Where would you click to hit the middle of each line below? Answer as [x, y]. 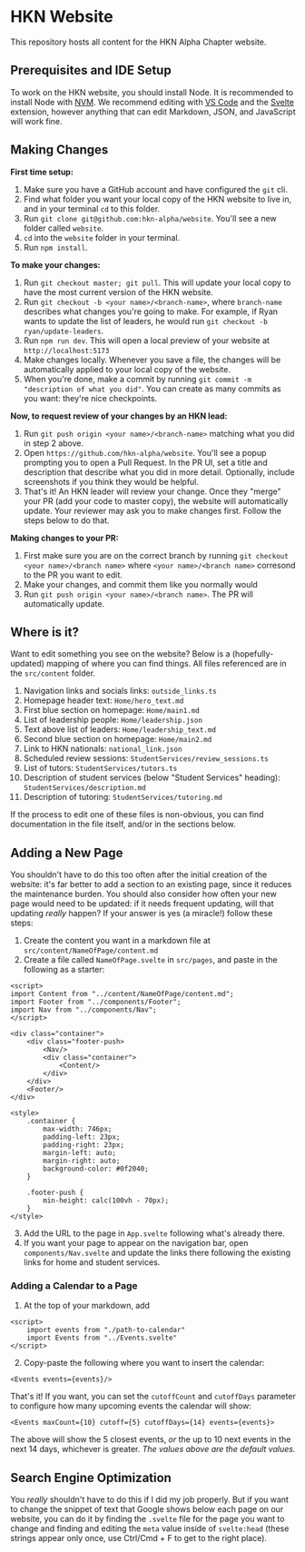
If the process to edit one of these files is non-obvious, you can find [137, 815]
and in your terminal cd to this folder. [92, 208]
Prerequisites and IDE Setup [91, 70]
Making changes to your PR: [64, 538]
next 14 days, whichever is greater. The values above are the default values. [153, 1449]
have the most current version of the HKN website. [118, 292]
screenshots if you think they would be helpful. [111, 481]
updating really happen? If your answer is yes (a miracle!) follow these [142, 914]
